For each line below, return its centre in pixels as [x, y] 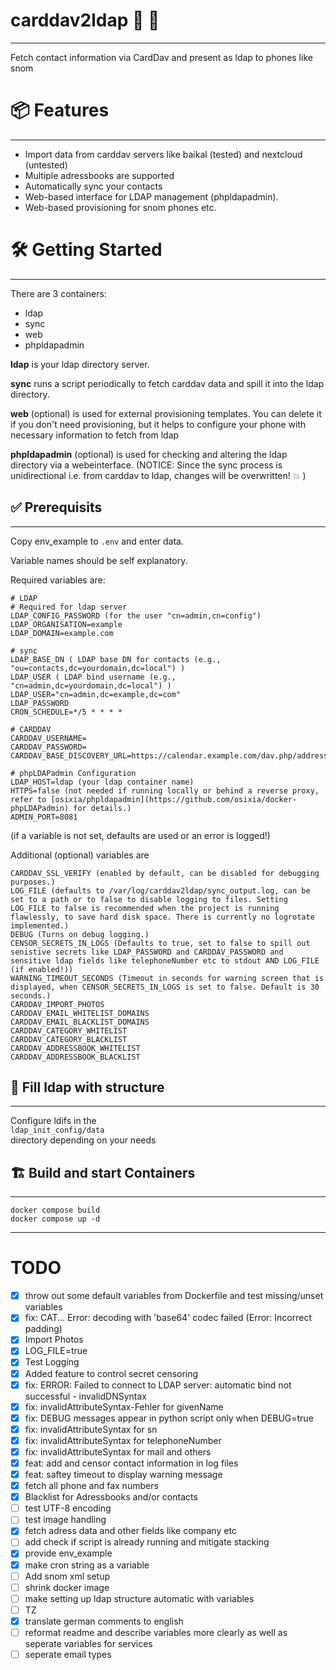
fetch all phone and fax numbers [91, 1486]
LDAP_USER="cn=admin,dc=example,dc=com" [96, 694]
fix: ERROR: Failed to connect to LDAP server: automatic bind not [158, 1385]
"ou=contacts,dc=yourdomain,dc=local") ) [98, 668]
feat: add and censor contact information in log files [131, 1463]
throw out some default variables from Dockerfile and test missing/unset [174, 1296]
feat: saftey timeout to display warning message [123, 1474]
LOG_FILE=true [56, 1351]
